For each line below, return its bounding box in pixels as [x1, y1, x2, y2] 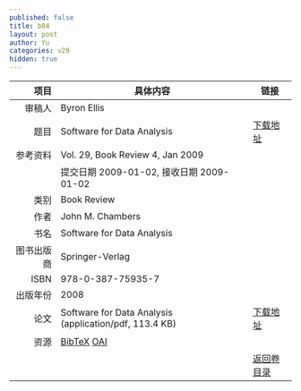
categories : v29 [9, 47, 70, 55]
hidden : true [9, 55, 58, 64]
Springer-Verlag [60, 251, 131, 262]
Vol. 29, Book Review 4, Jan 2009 [60, 149, 204, 161]
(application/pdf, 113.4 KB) [60, 318, 176, 329]
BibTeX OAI [60, 336, 107, 347]
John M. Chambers [60, 210, 142, 222]
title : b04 [9, 21, 50, 30]
